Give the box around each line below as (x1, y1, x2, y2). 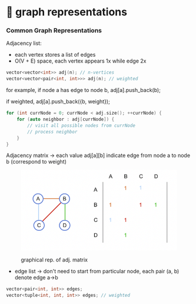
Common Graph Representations (6, 27, 102, 35)
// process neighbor (27, 129, 78, 135)
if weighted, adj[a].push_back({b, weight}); (6, 98, 110, 105)
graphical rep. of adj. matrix (21, 256, 88, 263)
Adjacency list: (6, 40, 42, 47)
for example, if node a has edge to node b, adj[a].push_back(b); (6, 87, 161, 94)
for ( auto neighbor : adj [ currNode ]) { (16, 116, 115, 123)
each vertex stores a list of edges (14, 51, 96, 58)
